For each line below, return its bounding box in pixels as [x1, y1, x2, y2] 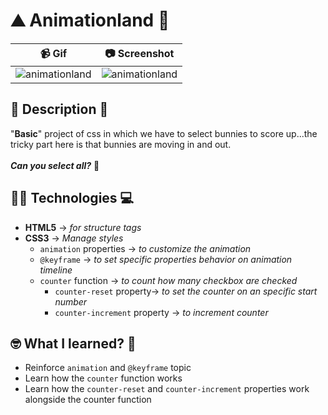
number [54, 295, 88, 308]
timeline [39, 264, 73, 276]
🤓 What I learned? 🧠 [10, 335, 137, 352]
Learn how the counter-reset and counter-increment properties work [24, 383, 310, 395]
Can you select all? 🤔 [10, 159, 100, 171]
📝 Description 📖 [10, 101, 109, 118]
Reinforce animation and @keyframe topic [24, 362, 192, 374]
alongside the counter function [24, 394, 152, 406]
